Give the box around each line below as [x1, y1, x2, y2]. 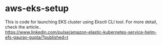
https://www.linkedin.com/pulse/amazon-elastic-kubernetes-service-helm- [5, 29, 157, 35]
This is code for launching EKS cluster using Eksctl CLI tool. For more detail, [5, 19, 158, 25]
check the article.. [5, 24, 41, 30]
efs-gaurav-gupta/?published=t [5, 34, 68, 40]
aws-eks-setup [5, 3, 69, 14]
